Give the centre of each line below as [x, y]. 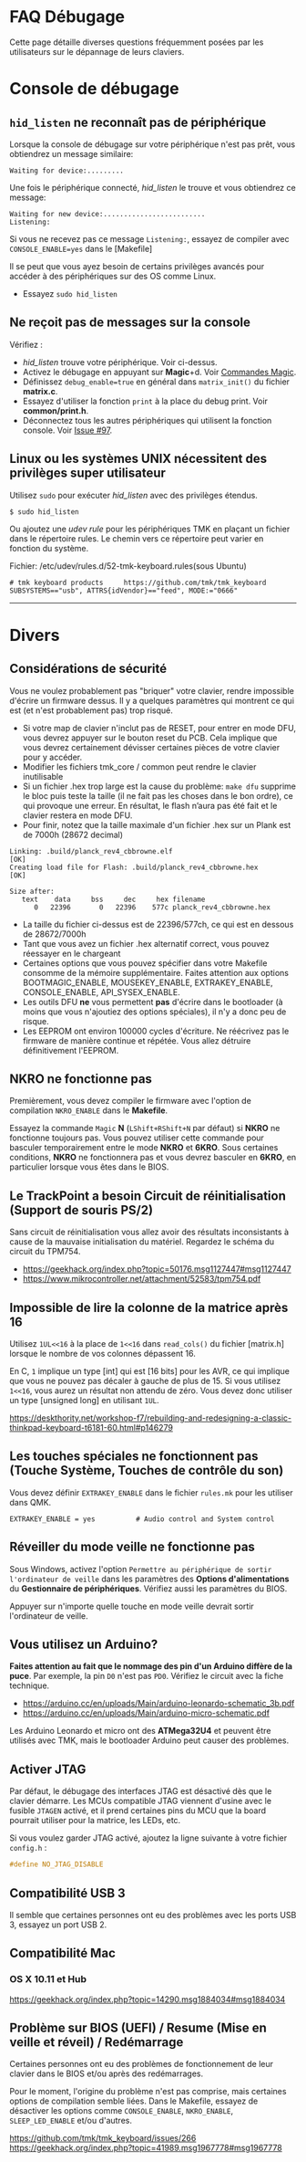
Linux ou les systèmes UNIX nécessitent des [138, 459]
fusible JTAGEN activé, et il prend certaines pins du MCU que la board [138, 1810]
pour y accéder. [52, 757]
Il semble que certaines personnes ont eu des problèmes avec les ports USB [153, 1915]
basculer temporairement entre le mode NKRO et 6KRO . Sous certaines [144, 1148]
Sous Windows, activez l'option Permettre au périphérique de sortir [141, 1569]
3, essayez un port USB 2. [58, 1925]
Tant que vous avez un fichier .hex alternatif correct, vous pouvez [146, 943]
